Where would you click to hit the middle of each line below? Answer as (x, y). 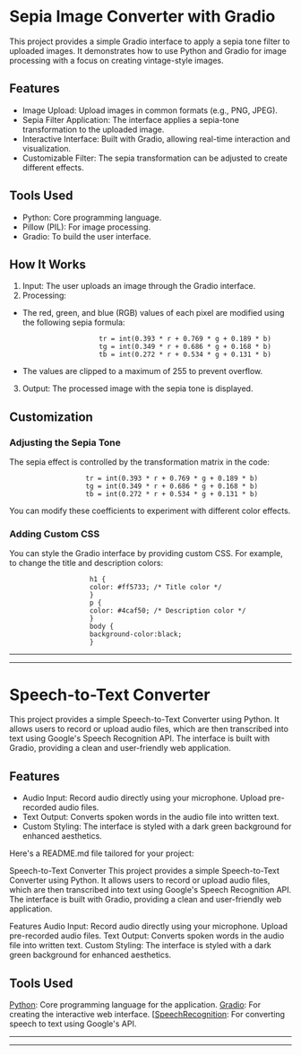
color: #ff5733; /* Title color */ (155, 588)
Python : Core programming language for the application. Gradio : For (135, 1004)
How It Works (48, 264)
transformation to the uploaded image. (93, 129)
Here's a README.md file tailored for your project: (102, 853)
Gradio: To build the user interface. (86, 236)
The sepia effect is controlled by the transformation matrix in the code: (140, 462)
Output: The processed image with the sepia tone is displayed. (138, 388)
